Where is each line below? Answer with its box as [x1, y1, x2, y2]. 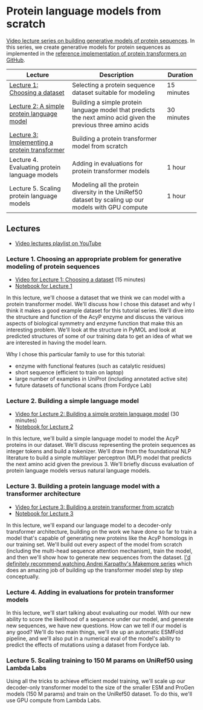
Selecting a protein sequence [72, 80, 155, 89]
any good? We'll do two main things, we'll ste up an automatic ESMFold [6, 628, 184, 635]
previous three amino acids [72, 121, 149, 129]
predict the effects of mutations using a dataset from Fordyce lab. [6, 641, 170, 648]
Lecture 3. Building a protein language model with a [6, 482, 160, 490]
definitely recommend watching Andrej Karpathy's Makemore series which [6, 560, 192, 567]
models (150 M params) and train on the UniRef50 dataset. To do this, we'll [6, 690, 192, 698]
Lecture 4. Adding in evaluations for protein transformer [6, 587, 174, 596]
